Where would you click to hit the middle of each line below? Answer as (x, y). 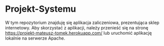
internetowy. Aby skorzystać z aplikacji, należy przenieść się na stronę (77, 27)
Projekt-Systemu (41, 9)
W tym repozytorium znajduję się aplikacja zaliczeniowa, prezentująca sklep (82, 23)
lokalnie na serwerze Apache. (35, 38)
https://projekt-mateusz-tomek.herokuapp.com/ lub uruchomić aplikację (79, 33)
